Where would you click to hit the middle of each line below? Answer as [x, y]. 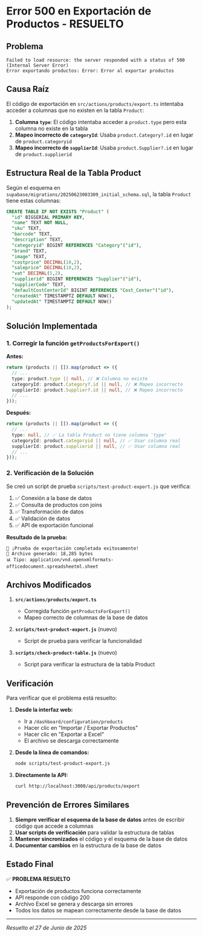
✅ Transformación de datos [49, 512]
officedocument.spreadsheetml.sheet [52, 567]
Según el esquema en [33, 187]
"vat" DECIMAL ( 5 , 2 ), [37, 273]
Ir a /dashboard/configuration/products [73, 721]
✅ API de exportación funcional [54, 525]
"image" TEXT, [29, 256]
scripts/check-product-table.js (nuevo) [66, 653]
